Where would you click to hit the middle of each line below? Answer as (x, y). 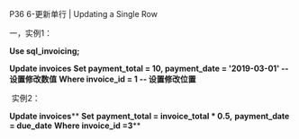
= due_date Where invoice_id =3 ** (75, 126)
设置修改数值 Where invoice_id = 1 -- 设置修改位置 (103, 79)
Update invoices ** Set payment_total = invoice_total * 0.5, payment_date (149, 116)
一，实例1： (31, 33)
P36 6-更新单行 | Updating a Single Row (83, 14)
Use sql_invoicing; (45, 51)
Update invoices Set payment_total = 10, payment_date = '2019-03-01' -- (149, 68)
